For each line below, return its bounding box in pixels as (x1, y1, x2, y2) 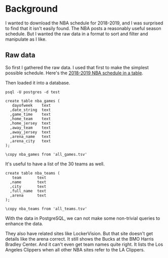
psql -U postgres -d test (5, 90, 60, 95)
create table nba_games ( (5, 98, 60, 103)
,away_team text (10, 125, 51, 130)
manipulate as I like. (5, 36, 47, 42)
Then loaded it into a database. (5, 79, 70, 85)
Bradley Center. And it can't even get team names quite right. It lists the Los (5, 241, 163, 247)
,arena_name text (10, 134, 51, 139)
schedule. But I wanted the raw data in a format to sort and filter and (5, 31, 148, 37)
